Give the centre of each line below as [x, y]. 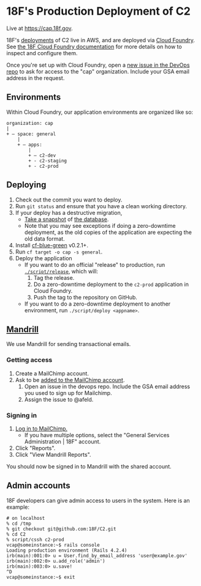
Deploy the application [44, 258]
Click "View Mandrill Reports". [53, 454]
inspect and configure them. [42, 53]
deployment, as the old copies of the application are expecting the [108, 232]
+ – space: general [31, 134]
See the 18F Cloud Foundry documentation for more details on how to [94, 47]
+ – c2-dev [42, 155]
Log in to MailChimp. [41, 428]
